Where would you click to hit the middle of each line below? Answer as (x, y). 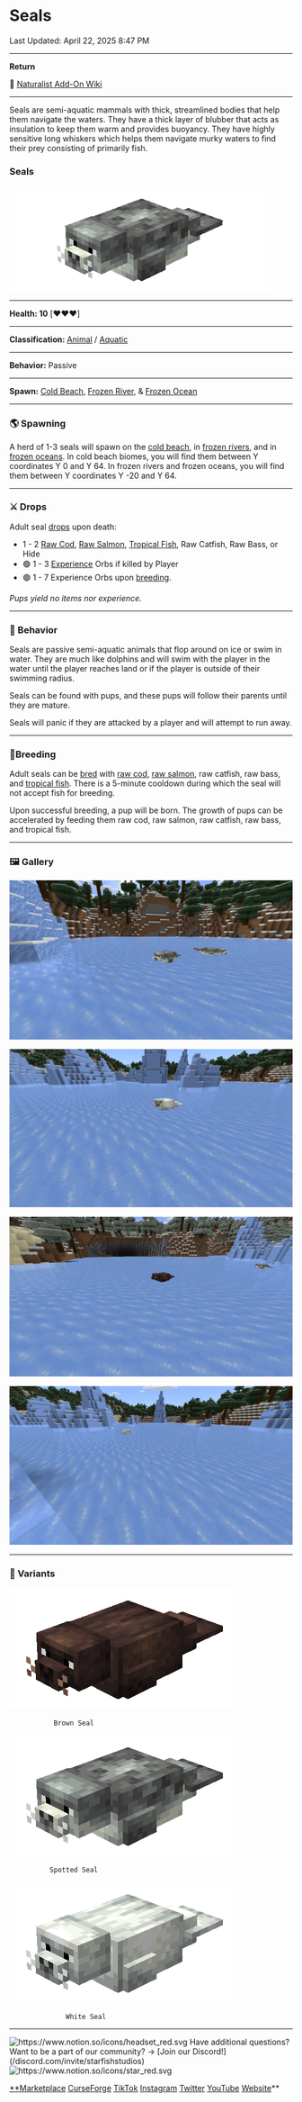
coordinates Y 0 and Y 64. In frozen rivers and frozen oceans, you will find (147, 465)
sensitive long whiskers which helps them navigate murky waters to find (143, 138)
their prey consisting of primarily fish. (79, 148)
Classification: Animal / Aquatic (69, 339)
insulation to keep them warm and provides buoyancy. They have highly (142, 129)
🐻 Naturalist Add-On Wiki (56, 84)
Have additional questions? (240, 2042)
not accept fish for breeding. (62, 793)
